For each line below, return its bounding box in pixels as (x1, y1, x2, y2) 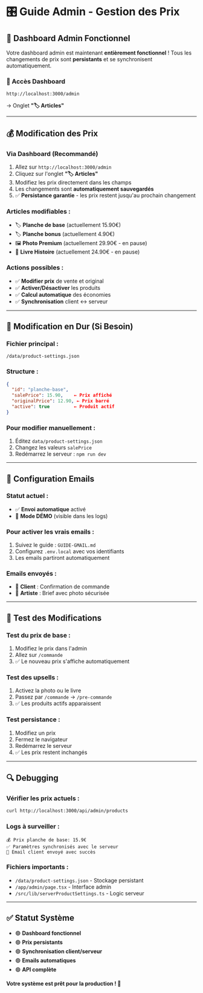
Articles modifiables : (6, 207, 71, 215)
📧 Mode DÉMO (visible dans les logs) (14, 512, 108, 519)
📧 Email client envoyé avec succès (6, 849, 96, 855)
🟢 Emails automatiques (14, 957, 76, 964)
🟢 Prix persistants (14, 938, 63, 946)
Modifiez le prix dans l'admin (14, 645, 88, 652)
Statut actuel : (6, 492, 49, 500)
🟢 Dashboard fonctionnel (14, 929, 82, 937)
